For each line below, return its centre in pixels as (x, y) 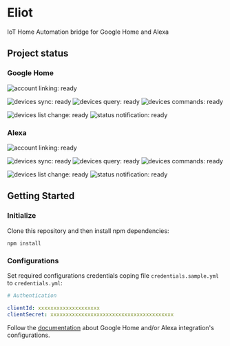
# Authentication (32, 295)
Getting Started (41, 196)
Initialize (22, 216)
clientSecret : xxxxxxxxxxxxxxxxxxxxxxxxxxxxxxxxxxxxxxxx (91, 314)
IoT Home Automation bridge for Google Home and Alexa (88, 32)
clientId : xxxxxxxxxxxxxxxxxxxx (53, 308)
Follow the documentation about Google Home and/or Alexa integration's (111, 327)
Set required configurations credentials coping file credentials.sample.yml (113, 275)
